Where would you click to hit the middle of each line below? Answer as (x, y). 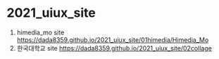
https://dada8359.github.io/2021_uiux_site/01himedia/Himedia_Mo (113, 39)
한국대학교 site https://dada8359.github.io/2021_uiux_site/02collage (114, 48)
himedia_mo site (40, 32)
